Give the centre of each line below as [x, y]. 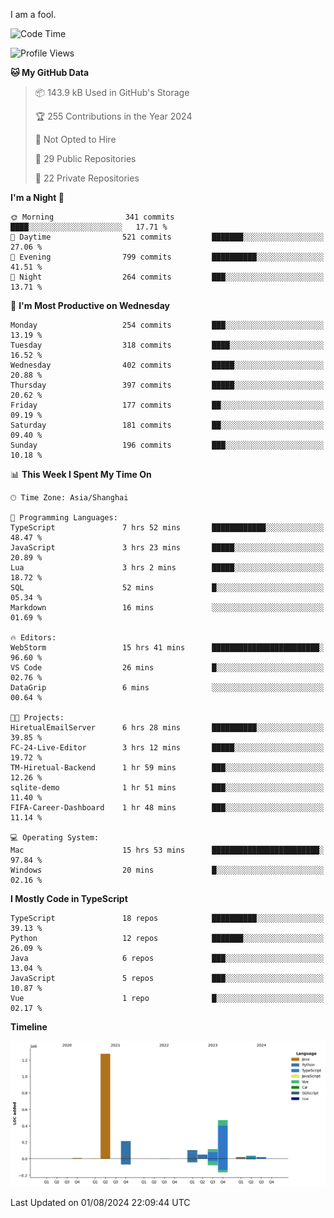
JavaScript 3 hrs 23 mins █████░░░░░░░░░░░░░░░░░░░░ [167, 548]
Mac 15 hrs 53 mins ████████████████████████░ [167, 850]
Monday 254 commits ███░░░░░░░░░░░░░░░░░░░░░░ [167, 325]
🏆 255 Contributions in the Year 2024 [113, 116]
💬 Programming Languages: [64, 518]
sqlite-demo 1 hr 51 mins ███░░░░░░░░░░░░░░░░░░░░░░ [167, 788]
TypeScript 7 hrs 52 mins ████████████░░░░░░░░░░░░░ [167, 528]
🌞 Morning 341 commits [92, 217]
